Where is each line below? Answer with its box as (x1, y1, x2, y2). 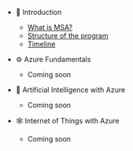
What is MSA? (27, 23, 73, 31)
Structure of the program (27, 31, 109, 40)
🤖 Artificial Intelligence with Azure (15, 85, 126, 94)
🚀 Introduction (15, 8, 62, 17)
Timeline (27, 39, 56, 49)
